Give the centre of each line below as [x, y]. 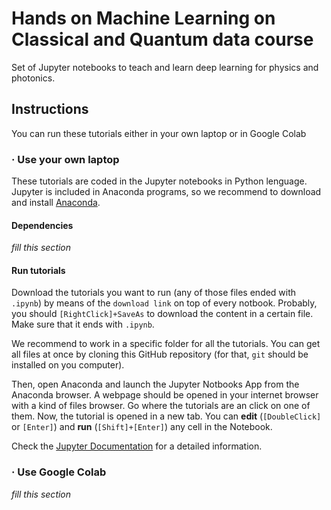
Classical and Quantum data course [162, 39]
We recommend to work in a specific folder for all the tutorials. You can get [166, 344]
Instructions [50, 109]
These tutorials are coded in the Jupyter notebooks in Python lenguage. [159, 181]
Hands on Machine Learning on [143, 18]
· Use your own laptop [65, 159]
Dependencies [42, 225]
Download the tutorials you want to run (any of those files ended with [154, 293]
